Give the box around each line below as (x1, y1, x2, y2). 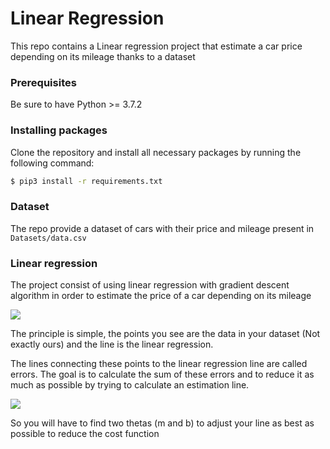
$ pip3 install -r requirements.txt (10, 176, 163, 186)
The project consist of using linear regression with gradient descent (10, 279, 290, 291)
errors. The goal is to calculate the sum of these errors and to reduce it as (10, 368, 315, 380)
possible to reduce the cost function (10, 428, 160, 439)
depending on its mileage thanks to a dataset (10, 50, 196, 62)
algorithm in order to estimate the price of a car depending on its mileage (10, 290, 312, 301)
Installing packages (10, 123, 108, 137)
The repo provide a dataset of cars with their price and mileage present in (10, 222, 315, 234)
